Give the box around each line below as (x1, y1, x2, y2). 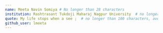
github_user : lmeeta (5, 20, 47, 26)
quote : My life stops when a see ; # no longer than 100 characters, (5, 16, 151, 21)
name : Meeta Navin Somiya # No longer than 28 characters (5, 7, 125, 12)
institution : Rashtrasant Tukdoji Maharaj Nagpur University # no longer (5, 12, 160, 16)
